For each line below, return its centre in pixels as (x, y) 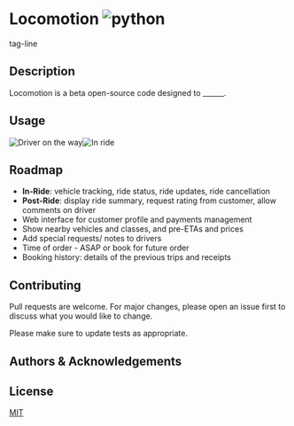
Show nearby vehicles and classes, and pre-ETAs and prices (132, 229)
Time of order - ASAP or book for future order (105, 248)
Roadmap (36, 170)
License (31, 391)
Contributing (45, 285)
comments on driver (58, 210)
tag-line (23, 43)
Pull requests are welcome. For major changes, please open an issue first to (147, 307)
